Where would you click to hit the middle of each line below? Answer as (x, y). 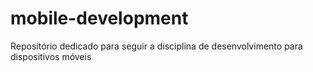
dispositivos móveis (51, 56)
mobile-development (99, 18)
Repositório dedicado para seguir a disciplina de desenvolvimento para (156, 46)
